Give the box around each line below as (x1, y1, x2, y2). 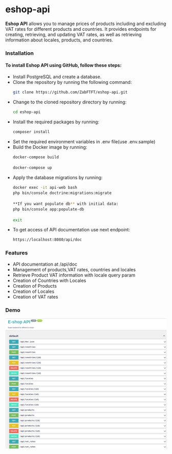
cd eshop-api (12, 109, 41, 115)
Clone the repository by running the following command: (12, 79, 132, 85)
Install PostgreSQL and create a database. (12, 74, 102, 80)
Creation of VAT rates (12, 293, 58, 300)
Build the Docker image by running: (12, 144, 88, 150)
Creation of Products (12, 283, 57, 289)
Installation (5, 50, 34, 57)
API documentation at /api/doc (12, 261, 78, 267)
